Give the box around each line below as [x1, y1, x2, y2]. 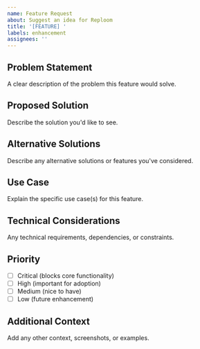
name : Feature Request [7, 10, 73, 17]
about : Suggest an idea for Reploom [7, 17, 113, 23]
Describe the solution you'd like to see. [7, 118, 118, 126]
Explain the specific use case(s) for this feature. [7, 195, 144, 203]
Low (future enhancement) [17, 295, 94, 303]
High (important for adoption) [17, 279, 102, 287]
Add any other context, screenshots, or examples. [7, 334, 150, 342]
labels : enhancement [7, 29, 67, 37]
